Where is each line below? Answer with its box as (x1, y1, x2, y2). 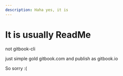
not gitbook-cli (5, 46, 36, 52)
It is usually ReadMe (5, 29, 91, 40)
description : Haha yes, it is (5, 7, 69, 13)
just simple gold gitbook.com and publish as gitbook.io (5, 55, 118, 61)
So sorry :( (5, 65, 28, 71)
